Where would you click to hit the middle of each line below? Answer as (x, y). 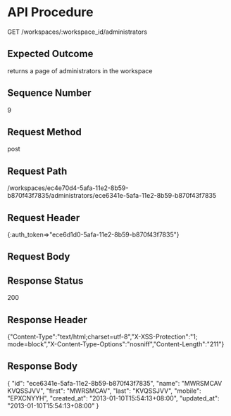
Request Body (39, 257)
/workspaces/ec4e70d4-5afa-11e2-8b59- (68, 188)
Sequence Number (49, 93)
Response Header (48, 320)
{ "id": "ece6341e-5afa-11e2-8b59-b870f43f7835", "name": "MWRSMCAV (115, 383)
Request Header (44, 218)
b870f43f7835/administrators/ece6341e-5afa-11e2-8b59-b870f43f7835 (112, 196)
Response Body (43, 366)
